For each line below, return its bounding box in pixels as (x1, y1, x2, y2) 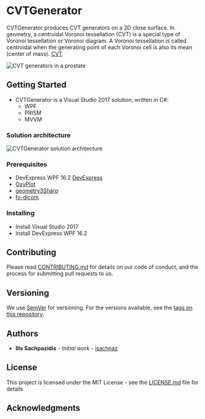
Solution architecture (6, 131, 71, 139)
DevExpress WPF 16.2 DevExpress (15, 174, 103, 182)
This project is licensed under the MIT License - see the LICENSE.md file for (6, 379, 199, 386)
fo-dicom (15, 194, 39, 201)
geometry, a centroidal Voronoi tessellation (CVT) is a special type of (6, 30, 181, 37)
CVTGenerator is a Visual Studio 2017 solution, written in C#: (15, 96, 169, 103)
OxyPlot (15, 180, 36, 188)
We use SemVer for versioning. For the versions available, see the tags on (6, 304, 193, 312)
